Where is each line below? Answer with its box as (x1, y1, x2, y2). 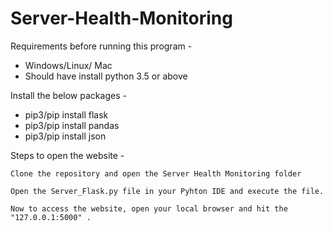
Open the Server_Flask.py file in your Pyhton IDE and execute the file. (10, 186, 325, 196)
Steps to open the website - (10, 149, 125, 161)
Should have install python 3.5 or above (24, 70, 188, 82)
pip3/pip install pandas (24, 119, 120, 131)
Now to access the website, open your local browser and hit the (10, 203, 288, 214)
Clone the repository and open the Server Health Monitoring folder (10, 168, 302, 179)
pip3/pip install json (24, 130, 107, 142)
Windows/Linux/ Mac (24, 59, 113, 71)
